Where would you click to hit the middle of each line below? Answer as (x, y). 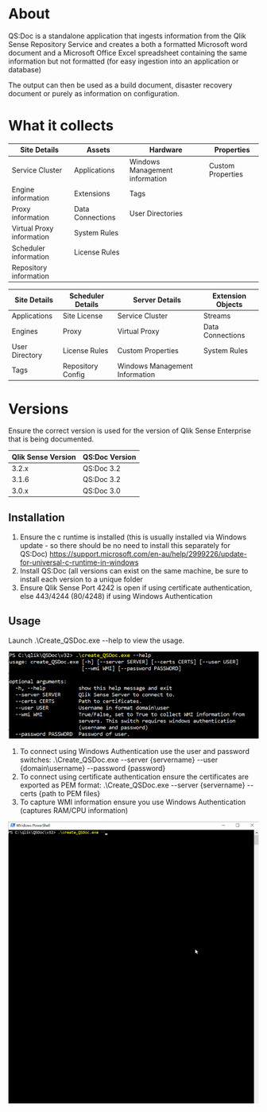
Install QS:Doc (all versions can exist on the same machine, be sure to (134, 570)
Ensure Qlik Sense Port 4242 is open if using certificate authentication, (136, 587)
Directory (27, 355)
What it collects (61, 126)
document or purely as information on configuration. (94, 93)
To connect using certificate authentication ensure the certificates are (134, 777)
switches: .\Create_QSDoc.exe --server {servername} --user (119, 760)
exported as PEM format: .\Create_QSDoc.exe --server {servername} (132, 785)
